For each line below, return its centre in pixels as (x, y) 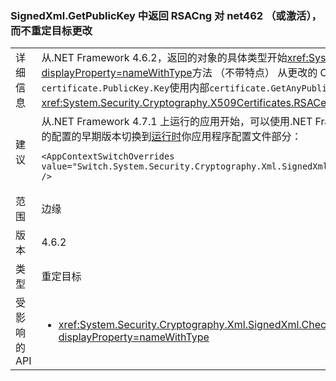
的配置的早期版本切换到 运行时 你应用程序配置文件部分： (171, 137)
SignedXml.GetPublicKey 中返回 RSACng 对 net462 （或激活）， (166, 15)
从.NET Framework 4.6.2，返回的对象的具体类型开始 (164, 58)
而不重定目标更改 (51, 30)
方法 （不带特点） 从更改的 (254, 73)
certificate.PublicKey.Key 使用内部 (125, 88)
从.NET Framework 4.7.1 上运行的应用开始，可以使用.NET (177, 122)
